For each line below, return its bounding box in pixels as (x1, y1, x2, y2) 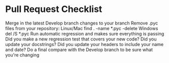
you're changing (5, 51, 40, 58)
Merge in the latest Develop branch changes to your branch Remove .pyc (5, 20, 158, 26)
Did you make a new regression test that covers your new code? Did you (5, 36, 157, 42)
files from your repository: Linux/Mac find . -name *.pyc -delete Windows (5, 25, 158, 31)
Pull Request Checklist (5, 3, 103, 15)
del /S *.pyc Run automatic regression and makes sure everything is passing (5, 30, 164, 36)
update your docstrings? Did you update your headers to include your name (5, 41, 164, 47)
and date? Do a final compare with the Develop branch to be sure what (5, 46, 153, 52)
